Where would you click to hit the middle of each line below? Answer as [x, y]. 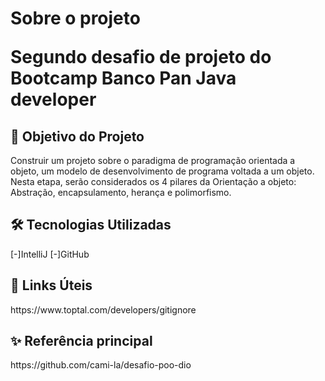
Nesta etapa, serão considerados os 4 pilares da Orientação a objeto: [153, 181]
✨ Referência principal [81, 341]
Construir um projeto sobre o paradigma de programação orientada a [153, 160]
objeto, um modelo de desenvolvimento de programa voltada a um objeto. [162, 171]
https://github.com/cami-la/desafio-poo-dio [101, 365]
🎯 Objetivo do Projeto [77, 136]
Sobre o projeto [75, 18]
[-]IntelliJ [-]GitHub [50, 254]
